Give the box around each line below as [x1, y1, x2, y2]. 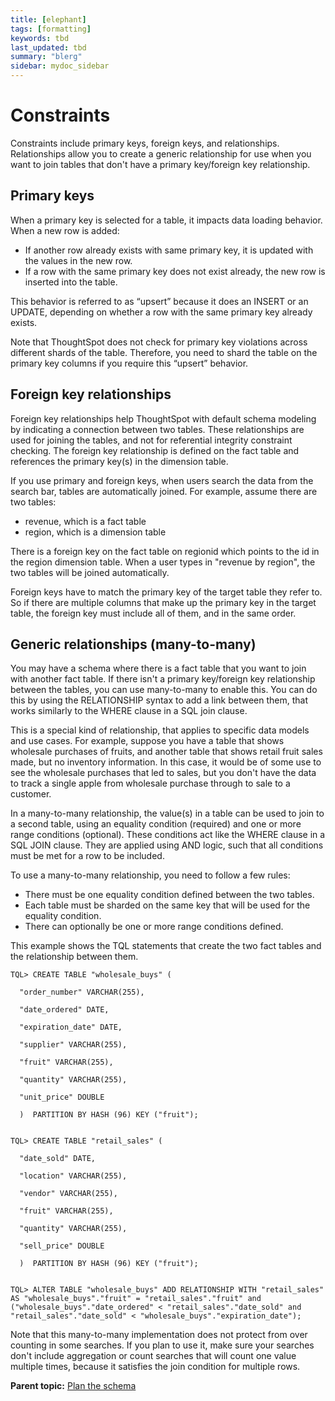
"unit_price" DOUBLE [19, 1092, 105, 1103]
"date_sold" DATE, [19, 1154, 97, 1164]
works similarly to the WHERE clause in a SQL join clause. [10, 705, 248, 717]
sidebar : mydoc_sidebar [10, 61, 110, 71]
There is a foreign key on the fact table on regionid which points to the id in [10, 545, 320, 557]
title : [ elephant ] [10, 14, 87, 25]
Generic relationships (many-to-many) [10, 636, 257, 653]
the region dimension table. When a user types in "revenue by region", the [10, 556, 316, 568]
